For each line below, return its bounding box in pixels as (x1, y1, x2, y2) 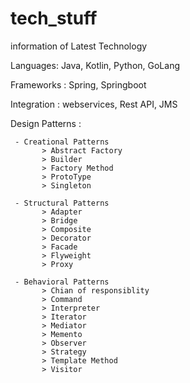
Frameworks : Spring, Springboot (10, 78, 147, 91)
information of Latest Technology (10, 40, 148, 52)
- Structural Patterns (14, 198, 110, 208)
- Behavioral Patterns (14, 277, 110, 287)
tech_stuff (10, 7, 98, 30)
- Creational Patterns (14, 137, 110, 147)
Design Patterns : (10, 117, 82, 129)
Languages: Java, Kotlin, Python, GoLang (10, 59, 180, 71)
